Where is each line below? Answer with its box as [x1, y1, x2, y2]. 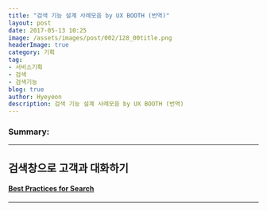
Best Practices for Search [8, 184, 95, 194]
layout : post [8, 19, 52, 27]
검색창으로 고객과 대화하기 [8, 161, 129, 175]
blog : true [8, 85, 44, 94]
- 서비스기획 [8, 63, 44, 71]
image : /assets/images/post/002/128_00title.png [8, 33, 172, 42]
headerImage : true [8, 41, 69, 49]
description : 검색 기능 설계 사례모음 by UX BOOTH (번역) [8, 100, 184, 108]
